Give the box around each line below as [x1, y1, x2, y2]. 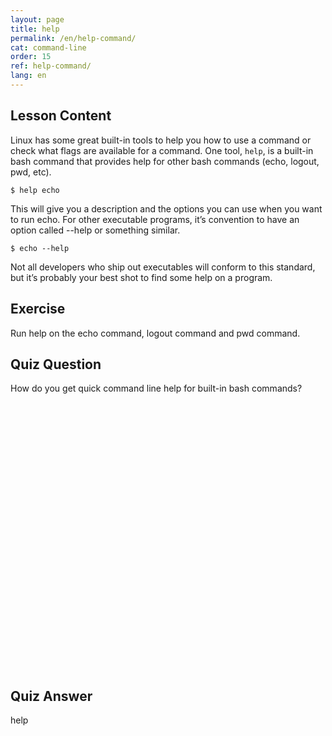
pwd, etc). [10, 166, 52, 178]
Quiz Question [10, 356, 102, 373]
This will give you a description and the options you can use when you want [10, 202, 323, 215]
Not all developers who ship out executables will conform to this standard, [10, 261, 316, 273]
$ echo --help [10, 243, 70, 253]
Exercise [10, 301, 66, 318]
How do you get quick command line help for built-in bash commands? [10, 382, 303, 395]
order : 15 [10, 52, 52, 62]
